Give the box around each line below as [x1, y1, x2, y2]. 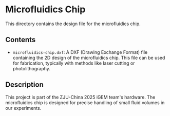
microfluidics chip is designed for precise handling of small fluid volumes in [5, 99, 165, 106]
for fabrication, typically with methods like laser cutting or [12, 60, 135, 66]
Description [5, 81, 44, 89]
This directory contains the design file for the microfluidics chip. [5, 21, 141, 27]
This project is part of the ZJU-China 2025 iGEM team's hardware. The [5, 94, 156, 100]
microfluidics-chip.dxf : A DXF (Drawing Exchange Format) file [12, 49, 148, 55]
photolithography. [12, 65, 50, 71]
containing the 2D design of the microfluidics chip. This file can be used [12, 54, 165, 61]
